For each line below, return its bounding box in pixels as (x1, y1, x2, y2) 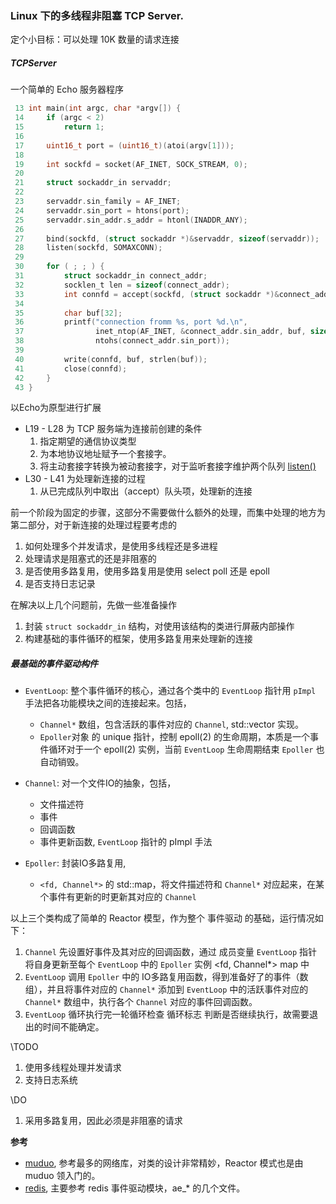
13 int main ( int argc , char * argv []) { (14, 103, 182, 114)
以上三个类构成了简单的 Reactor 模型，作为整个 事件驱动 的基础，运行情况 (10, 912, 315, 924)
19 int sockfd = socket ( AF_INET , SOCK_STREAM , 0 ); (14, 159, 248, 169)
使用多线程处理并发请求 (24, 1062, 122, 1074)
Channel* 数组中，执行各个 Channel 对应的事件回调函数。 (24, 996, 258, 1008)
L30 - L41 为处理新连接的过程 (24, 473, 146, 485)
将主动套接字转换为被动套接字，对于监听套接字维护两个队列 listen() (39, 460, 317, 472)
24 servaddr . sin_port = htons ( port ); (14, 205, 190, 216)
